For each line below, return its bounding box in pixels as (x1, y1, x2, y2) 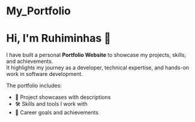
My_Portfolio (6, 4, 71, 18)
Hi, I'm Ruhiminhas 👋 (6, 32, 111, 45)
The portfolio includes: (6, 82, 62, 89)
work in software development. (6, 71, 83, 78)
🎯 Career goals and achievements (14, 109, 99, 116)
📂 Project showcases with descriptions (14, 94, 111, 101)
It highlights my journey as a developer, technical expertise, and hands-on (6, 64, 190, 71)
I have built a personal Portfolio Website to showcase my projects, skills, (6, 51, 187, 59)
